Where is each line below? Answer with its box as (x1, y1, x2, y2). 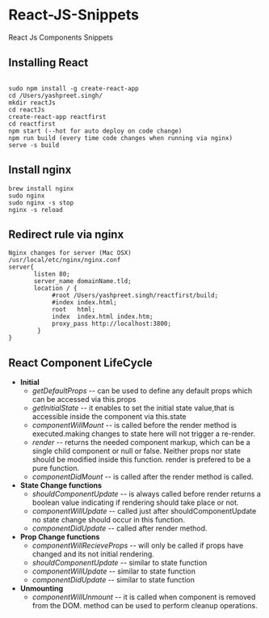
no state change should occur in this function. (32, 515, 186, 525)
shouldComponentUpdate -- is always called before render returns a (32, 489, 261, 499)
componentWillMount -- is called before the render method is (32, 421, 237, 430)
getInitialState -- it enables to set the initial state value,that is (32, 403, 235, 413)
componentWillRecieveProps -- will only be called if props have (32, 540, 244, 551)
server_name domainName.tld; (33, 277, 132, 286)
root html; (51, 306, 95, 314)
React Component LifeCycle (8, 356, 153, 370)
